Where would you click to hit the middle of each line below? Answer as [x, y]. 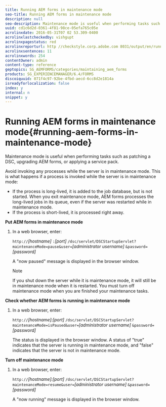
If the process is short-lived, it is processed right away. [68, 212]
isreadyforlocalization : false [37, 83]
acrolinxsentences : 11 [28, 51]
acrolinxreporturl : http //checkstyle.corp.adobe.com [62, 47]
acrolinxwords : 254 [25, 56]
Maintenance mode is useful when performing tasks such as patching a [78, 156]
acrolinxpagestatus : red [31, 42]
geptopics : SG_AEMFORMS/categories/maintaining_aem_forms [66, 70]
